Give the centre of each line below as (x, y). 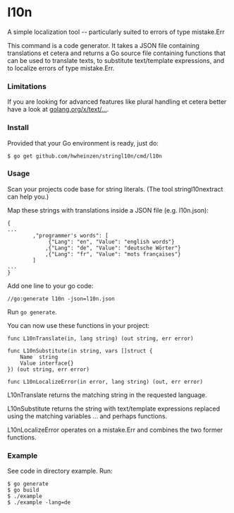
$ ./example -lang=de (39, 502)
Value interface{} (47, 363)
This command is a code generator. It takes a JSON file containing (103, 45)
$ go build (23, 490)
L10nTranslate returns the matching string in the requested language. (107, 395)
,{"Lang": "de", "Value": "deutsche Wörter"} (113, 248)
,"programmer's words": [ (71, 235)
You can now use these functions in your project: (79, 325)
